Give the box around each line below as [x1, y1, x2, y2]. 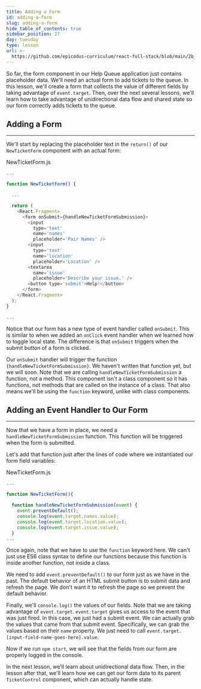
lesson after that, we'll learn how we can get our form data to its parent [6, 670, 181, 677]
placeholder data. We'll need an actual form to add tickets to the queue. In [6, 76, 188, 83]
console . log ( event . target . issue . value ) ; [17, 525, 119, 531]
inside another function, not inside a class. [6, 559, 111, 567]
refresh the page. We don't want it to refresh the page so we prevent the [6, 583, 185, 591]
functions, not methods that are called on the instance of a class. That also [6, 381, 190, 388]
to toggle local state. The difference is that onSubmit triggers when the [6, 337, 178, 345]
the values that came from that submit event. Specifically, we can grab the [6, 621, 190, 628]
